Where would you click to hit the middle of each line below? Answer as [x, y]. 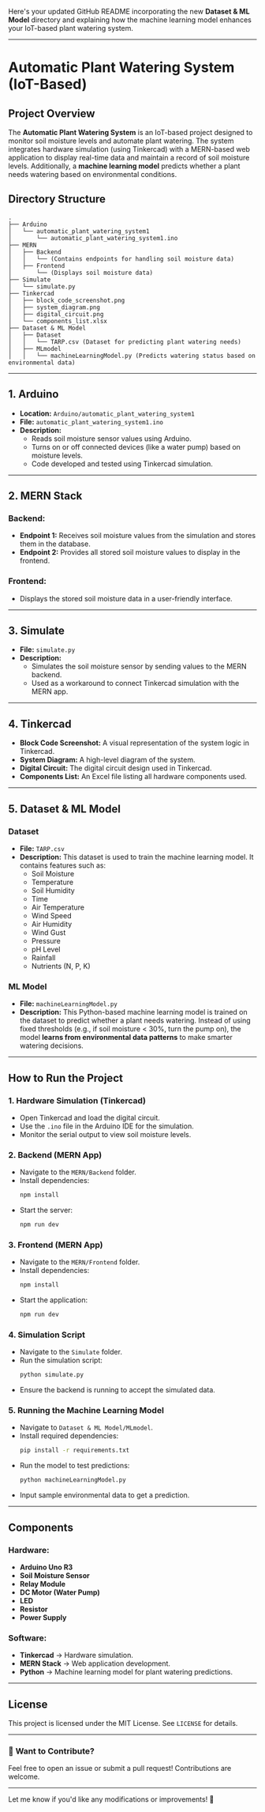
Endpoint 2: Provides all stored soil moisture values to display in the [130, 552]
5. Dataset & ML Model [64, 809]
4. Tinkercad [40, 723]
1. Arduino [34, 394]
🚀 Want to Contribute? [51, 1751]
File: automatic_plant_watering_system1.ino [91, 421]
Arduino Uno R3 [46, 1567]
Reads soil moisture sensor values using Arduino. [111, 439]
